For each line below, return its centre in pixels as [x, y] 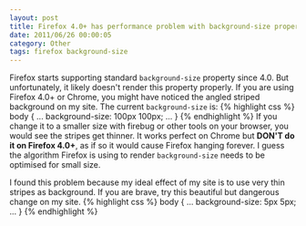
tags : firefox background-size [69, 52]
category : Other [40, 43]
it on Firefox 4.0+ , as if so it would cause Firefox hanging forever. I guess [147, 146]
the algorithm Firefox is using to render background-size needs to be [138, 155]
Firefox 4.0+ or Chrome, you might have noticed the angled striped [135, 98]
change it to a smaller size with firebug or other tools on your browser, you [149, 126]
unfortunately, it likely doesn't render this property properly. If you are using [152, 87]
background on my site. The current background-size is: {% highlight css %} [152, 107]
